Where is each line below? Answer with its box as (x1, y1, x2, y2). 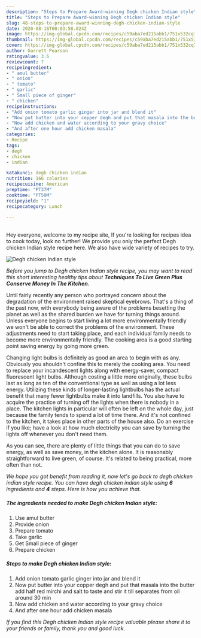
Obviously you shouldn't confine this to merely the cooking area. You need (6, 361, 190, 368)
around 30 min (14, 594, 51, 601)
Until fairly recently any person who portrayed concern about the (6, 292, 166, 299)
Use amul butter (14, 515, 55, 522)
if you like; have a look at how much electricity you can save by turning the (6, 424, 190, 431)
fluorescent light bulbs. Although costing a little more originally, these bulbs (6, 373, 193, 380)
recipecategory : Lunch (6, 203, 63, 210)
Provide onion (14, 521, 50, 528)
